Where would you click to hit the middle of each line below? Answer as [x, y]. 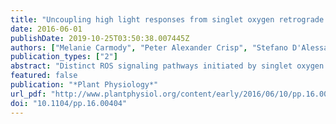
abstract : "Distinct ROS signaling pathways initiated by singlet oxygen [167, 66]
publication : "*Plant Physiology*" [84, 85]
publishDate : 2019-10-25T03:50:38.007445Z [100, 38]
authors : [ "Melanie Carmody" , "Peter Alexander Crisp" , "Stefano [149, 47]
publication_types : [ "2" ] [64, 57]
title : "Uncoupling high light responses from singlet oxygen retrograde [167, 19]
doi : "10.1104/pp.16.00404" [69, 103]
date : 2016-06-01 [46, 29]
